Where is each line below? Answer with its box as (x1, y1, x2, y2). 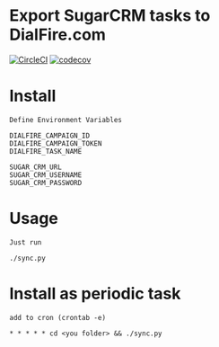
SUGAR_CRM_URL (9, 163, 63, 172)
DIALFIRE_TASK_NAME (9, 147, 83, 156)
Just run (9, 237, 42, 247)
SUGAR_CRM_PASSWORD (9, 178, 83, 187)
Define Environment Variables (9, 115, 123, 124)
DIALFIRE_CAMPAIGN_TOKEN (9, 138, 102, 148)
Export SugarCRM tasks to (9, 5, 211, 26)
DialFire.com (9, 24, 106, 45)
